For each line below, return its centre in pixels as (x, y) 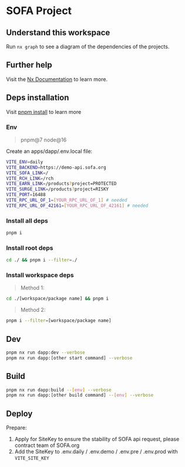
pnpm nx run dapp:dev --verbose (46, 352)
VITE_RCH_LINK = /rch (30, 178)
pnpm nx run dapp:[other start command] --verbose (69, 358)
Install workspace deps (40, 276)
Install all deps (27, 220)
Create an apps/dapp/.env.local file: (49, 151)
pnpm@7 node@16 (43, 140)
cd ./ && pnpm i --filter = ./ (42, 260)
